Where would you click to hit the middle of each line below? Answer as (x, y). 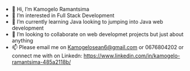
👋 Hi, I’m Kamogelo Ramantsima (50, 9)
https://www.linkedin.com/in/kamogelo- (132, 56)
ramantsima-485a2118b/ (41, 62)
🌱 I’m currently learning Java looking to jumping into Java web (87, 22)
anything (22, 41)
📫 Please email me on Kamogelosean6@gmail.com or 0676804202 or (98, 47)
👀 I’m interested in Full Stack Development (63, 15)
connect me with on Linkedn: (47, 56)
